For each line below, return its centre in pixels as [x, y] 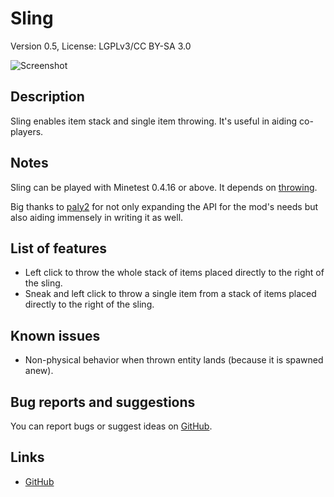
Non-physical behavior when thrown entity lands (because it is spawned [174, 360]
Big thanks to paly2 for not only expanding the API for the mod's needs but [164, 206]
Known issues [55, 335]
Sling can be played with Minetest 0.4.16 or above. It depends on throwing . [164, 187]
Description [47, 97]
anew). [39, 371]
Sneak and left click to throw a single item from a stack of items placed [170, 294]
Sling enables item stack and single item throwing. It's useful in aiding [154, 121]
